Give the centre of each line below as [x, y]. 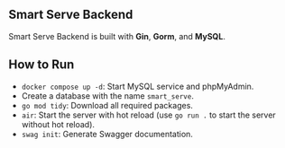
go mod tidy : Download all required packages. [107, 105]
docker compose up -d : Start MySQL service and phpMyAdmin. [138, 86]
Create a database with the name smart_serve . [108, 96]
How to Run [41, 65]
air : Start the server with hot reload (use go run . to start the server [148, 115]
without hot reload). [58, 124]
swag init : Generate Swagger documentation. [107, 134]
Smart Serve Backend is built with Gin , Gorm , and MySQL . [117, 36]
